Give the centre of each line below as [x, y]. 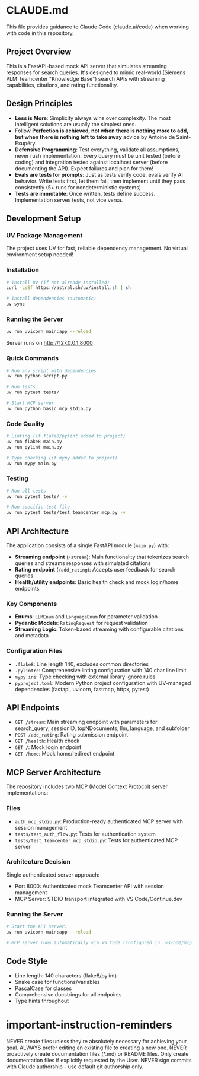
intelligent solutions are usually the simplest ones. [75, 124]
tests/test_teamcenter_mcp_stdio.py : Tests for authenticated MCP [96, 840]
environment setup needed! [40, 255]
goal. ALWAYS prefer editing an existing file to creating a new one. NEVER [96, 1048]
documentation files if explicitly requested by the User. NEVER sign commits [99, 1060]
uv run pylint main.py [34, 447]
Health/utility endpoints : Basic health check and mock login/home [97, 582]
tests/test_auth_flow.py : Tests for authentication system [85, 834]
